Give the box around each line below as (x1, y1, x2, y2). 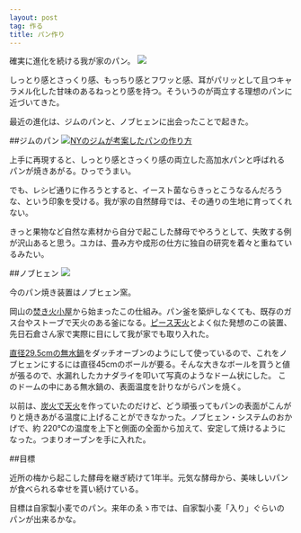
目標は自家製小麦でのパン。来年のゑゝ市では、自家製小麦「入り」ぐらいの (9, 502, 285, 513)
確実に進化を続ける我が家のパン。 (9, 56, 136, 67)
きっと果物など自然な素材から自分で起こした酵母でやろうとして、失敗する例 (9, 227, 292, 237)
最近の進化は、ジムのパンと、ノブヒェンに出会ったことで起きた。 (9, 116, 253, 127)
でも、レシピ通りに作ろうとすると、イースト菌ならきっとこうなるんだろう (9, 185, 283, 196)
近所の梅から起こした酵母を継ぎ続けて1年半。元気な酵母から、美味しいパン (9, 473, 289, 484)
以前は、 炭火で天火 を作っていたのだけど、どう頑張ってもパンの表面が (9, 401, 268, 412)
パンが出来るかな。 (9, 514, 81, 525)
